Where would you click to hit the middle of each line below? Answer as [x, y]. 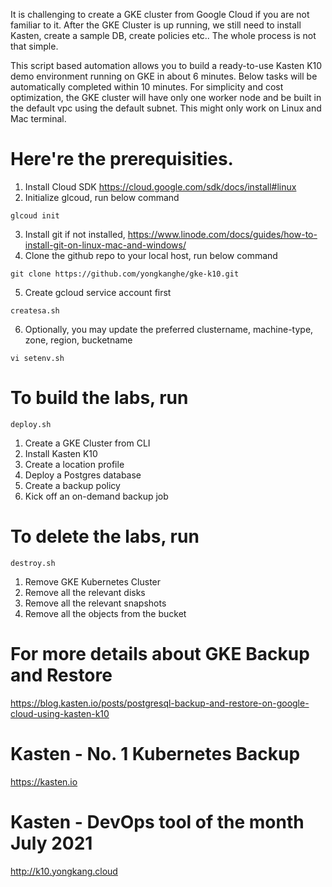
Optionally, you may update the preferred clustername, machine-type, [169, 329]
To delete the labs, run [105, 536]
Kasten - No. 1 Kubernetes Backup [155, 753]
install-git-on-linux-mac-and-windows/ [105, 245]
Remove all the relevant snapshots [95, 603]
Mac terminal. [38, 118]
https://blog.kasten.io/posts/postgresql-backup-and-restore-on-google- [160, 703]
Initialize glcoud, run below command [102, 197]
